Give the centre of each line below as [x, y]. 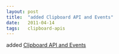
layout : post [22, 12]
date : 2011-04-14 [30, 23]
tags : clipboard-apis [36, 28]
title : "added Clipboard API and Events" [60, 17]
